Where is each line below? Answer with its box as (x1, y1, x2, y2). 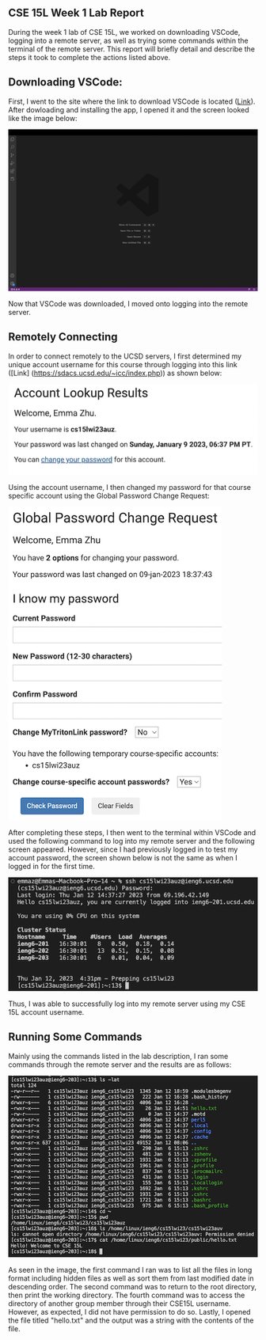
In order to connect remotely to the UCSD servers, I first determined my (8, 351, 242, 361)
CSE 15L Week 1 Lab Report (8, 6, 145, 20)
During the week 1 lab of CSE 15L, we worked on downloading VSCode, (8, 27, 241, 36)
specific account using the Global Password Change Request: (8, 491, 210, 500)
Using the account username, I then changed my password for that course (8, 482, 252, 492)
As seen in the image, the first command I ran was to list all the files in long (8, 1265, 253, 1274)
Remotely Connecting (8, 330, 118, 344)
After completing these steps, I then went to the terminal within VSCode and (8, 827, 256, 837)
